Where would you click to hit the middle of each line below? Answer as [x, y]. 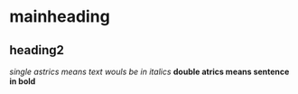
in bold [23, 81]
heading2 [37, 50]
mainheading [60, 17]
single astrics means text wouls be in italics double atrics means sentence [149, 71]
